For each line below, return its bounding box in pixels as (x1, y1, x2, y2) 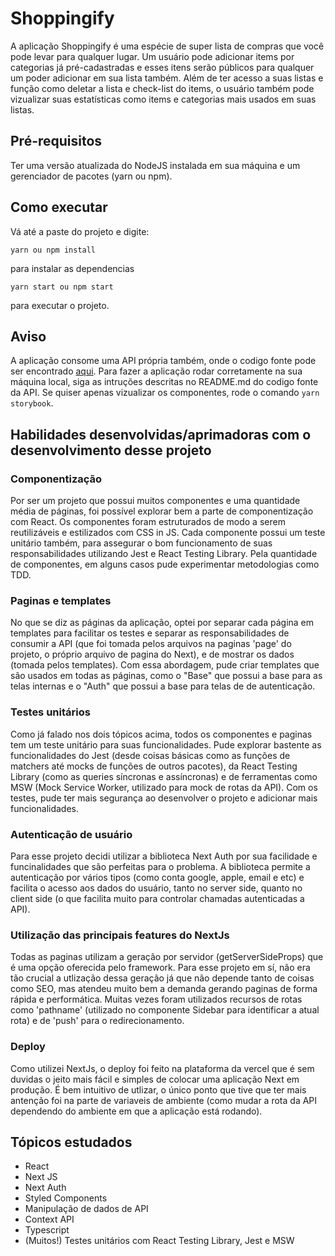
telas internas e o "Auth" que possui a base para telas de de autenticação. (10, 680, 316, 692)
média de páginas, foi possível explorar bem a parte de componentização (10, 505, 314, 517)
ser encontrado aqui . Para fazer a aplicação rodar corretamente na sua (10, 365, 303, 377)
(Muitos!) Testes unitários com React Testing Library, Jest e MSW (24, 1235, 295, 1247)
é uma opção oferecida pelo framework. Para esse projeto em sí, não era (10, 962, 311, 974)
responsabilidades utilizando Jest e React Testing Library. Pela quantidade (10, 548, 318, 560)
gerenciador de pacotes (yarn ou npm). (10, 170, 173, 182)
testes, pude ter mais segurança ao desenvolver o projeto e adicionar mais (10, 792, 318, 804)
